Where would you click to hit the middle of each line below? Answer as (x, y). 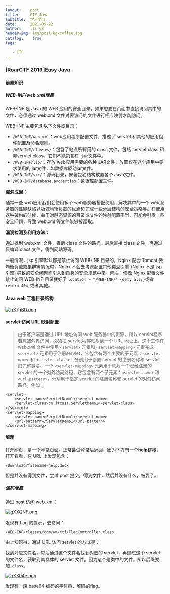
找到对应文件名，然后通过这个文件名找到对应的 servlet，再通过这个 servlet (83, 552)
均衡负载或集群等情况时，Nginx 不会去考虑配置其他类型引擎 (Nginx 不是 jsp (84, 267)
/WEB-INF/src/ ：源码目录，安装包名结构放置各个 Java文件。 (75, 175)
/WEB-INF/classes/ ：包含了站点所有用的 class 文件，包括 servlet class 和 (88, 150)
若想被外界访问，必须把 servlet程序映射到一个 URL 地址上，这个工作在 (91, 341)
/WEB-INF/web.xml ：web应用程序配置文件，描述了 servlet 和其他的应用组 (88, 137)
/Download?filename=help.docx (37, 465)
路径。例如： (31, 385)
